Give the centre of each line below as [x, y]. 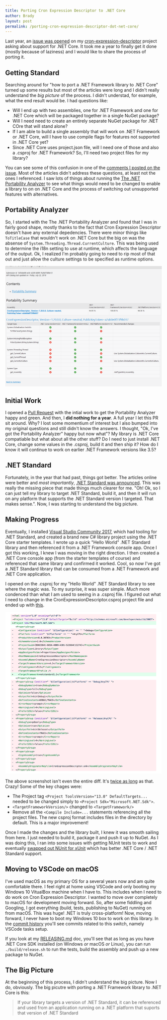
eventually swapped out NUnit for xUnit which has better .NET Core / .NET [81, 848]
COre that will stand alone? [40, 126]
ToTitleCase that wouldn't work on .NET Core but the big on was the [75, 238]
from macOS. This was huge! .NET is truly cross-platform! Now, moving [78, 913]
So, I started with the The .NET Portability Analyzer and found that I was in [81, 222]
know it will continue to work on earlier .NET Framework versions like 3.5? [81, 450]
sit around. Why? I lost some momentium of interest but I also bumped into [81, 423]
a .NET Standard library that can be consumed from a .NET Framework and [82, 568]
